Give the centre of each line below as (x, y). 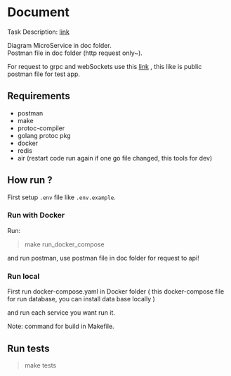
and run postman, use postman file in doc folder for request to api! (103, 258)
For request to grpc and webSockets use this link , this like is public (105, 66)
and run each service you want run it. (61, 313)
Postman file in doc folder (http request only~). (75, 53)
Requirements (39, 96)
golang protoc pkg (44, 135)
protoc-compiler (41, 128)
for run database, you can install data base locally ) (81, 299)
